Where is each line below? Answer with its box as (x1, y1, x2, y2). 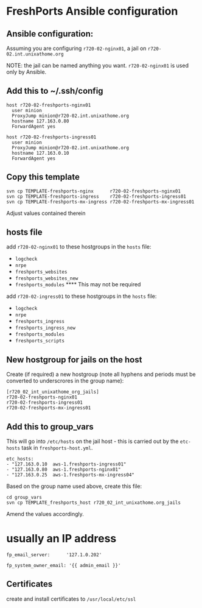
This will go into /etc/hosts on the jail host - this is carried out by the (6, 437, 179, 445)
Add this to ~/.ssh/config (6, 86, 103, 96)
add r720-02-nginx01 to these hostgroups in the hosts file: (6, 243, 151, 250)
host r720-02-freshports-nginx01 (6, 102, 91, 108)
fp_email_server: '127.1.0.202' (6, 552, 102, 558)
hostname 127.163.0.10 (12, 150, 69, 156)
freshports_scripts (15, 338, 65, 344)
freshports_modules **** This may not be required (15, 281, 141, 288)
